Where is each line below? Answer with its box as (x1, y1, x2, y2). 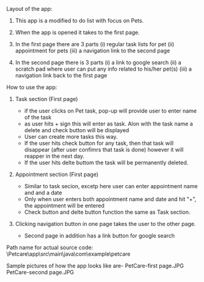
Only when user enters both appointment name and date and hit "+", (24, 196, 197, 203)
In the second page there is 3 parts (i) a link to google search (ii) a (15, 59, 181, 66)
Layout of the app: (6, 5, 53, 12)
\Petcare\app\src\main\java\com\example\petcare (6, 250, 131, 258)
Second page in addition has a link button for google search (24, 232, 175, 239)
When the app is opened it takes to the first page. (15, 29, 140, 36)
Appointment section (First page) (15, 171, 99, 178)
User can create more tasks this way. (24, 133, 118, 140)
